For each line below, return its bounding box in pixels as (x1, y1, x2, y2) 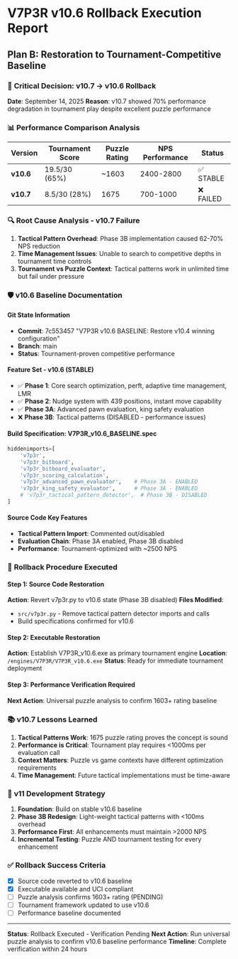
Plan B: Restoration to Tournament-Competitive (7, 48, 222, 60)
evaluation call (17, 748, 60, 756)
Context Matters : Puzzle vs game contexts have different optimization (17, 756, 224, 764)
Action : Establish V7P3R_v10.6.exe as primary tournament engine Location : (7, 649, 228, 658)
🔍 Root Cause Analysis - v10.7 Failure (7, 215, 140, 225)
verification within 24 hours (7, 944, 87, 953)
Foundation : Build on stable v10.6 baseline (17, 805, 142, 813)
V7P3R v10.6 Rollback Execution (7, 5, 202, 21)
